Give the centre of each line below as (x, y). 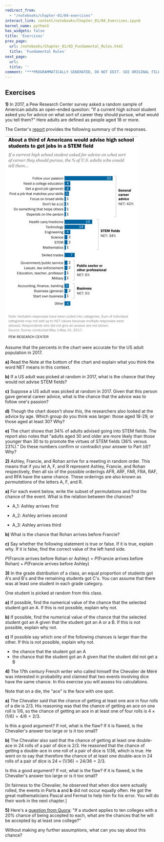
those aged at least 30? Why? (35, 421)
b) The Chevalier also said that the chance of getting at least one (70, 740)
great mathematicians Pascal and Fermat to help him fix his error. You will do (82, 795)
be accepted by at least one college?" (43, 821)
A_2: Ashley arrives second (40, 515)
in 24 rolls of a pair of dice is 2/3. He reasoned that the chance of (79, 745)
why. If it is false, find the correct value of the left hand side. (65, 549)
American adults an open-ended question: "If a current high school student (81, 109)
